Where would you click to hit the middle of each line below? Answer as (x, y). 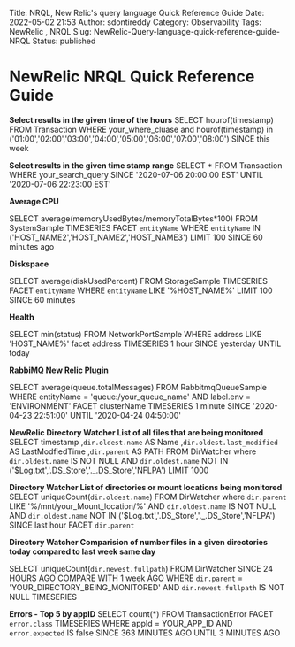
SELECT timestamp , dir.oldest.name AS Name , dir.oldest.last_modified (144, 442)
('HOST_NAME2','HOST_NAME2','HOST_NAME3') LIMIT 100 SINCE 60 (136, 237)
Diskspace (29, 264)
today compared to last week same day (83, 551)
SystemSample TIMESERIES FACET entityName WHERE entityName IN (135, 227)
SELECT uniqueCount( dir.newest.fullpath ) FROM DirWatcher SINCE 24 (141, 568)
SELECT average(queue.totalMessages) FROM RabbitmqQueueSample (138, 387)
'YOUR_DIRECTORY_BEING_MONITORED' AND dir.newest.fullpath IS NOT (147, 587)
